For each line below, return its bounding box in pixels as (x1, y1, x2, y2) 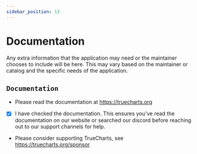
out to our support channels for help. (14, 123, 106, 130)
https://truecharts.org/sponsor (14, 141, 90, 148)
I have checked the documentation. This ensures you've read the (14, 110, 175, 117)
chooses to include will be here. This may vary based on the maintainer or (6, 60, 188, 67)
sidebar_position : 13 (6, 8, 60, 15)
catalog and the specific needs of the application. (6, 67, 128, 74)
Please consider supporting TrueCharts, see (14, 135, 124, 142)
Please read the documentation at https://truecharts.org (14, 98, 153, 106)
